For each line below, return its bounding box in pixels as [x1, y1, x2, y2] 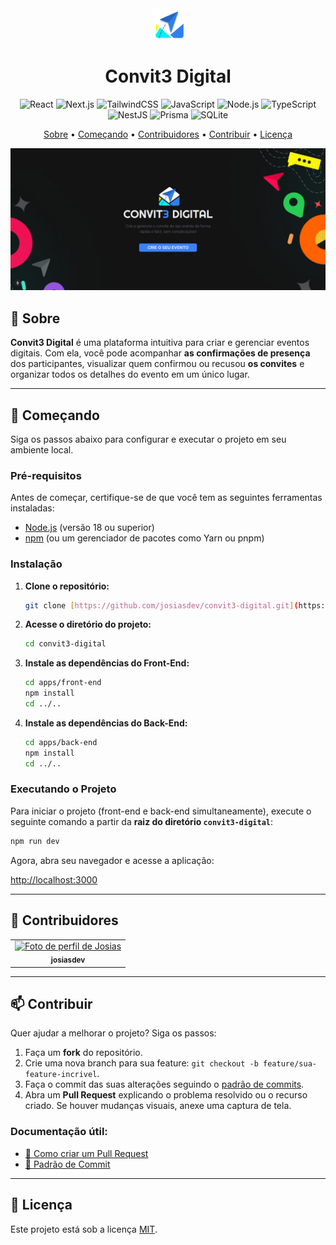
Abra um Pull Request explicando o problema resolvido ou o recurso [24, 1089, 308, 1101]
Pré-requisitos [10, 468, 82, 482]
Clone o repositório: [24, 580, 110, 592]
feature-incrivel [24, 1070, 98, 1080]
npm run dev [10, 836, 60, 846]
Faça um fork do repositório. [24, 1047, 143, 1059]
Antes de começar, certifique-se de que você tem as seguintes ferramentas [10, 492, 323, 504]
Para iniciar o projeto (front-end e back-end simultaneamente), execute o [10, 805, 312, 817]
